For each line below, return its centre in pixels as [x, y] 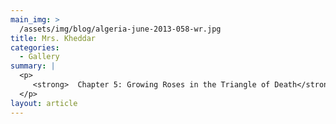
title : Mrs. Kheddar [53, 38]
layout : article [44, 103]
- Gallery [39, 57]
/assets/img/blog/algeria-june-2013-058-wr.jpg [120, 29]
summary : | [33, 66]
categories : [35, 47]
